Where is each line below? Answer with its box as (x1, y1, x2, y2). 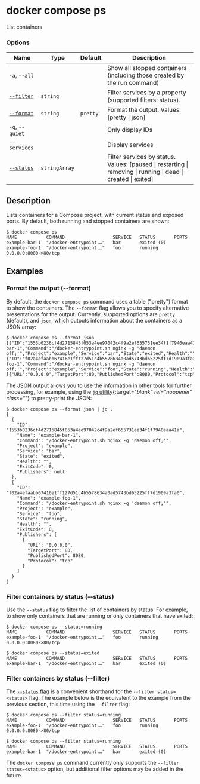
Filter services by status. (107, 153, 176, 161)
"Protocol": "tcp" (27, 558, 73, 563)
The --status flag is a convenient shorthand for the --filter (6, 688, 155, 695)
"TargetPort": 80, (27, 547, 73, 553)
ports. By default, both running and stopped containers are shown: (6, 218, 170, 225)
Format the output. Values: (107, 106, 182, 114)
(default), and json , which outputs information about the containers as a (6, 317, 183, 324)
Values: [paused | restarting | (107, 160, 189, 169)
